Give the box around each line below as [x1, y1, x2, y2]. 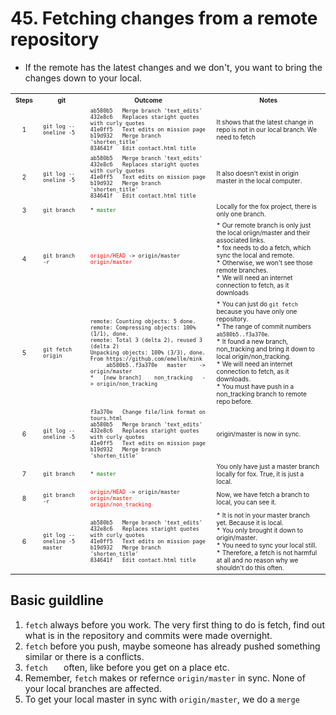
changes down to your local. [24, 72, 143, 84]
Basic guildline [10, 592, 104, 609]
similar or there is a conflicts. [24, 650, 145, 662]
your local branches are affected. [24, 682, 162, 694]
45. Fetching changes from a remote [10, 7, 318, 30]
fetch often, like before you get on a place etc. [24, 661, 230, 673]
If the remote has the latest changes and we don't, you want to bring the [24, 61, 323, 73]
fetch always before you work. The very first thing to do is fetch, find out [24, 618, 325, 631]
